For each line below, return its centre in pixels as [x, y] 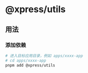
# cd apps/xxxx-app [26, 60]
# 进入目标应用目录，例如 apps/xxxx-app [44, 56]
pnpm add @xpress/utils [30, 65]
